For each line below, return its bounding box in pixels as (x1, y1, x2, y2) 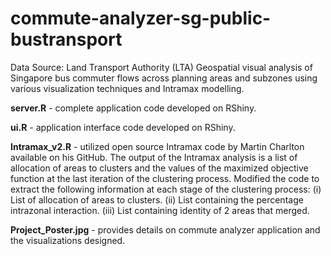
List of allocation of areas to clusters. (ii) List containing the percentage (10, 193, 304, 206)
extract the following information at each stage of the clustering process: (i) (10, 183, 322, 195)
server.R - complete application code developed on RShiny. (10, 102, 257, 114)
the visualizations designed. (10, 234, 126, 246)
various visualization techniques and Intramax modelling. (10, 82, 245, 94)
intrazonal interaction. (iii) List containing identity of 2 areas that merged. (10, 204, 310, 216)
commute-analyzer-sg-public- (10, 7, 272, 30)
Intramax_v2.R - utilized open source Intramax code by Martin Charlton (10, 140, 305, 152)
